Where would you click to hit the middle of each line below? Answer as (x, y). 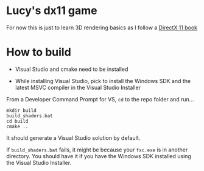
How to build (39, 52)
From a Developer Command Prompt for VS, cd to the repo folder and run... (100, 99)
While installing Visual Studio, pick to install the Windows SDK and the (103, 81)
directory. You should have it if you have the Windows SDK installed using (99, 156)
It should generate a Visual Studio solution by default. (73, 137)
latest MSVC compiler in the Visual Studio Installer (78, 87)
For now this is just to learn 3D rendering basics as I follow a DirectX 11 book (102, 27)
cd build (17, 121)
